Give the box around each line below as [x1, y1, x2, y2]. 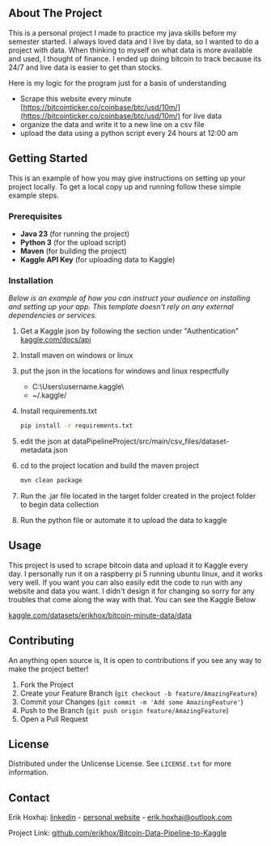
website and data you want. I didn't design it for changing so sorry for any [8, 586, 255, 596]
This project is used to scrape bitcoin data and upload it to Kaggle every [8, 560, 248, 570]
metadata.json [19, 445, 69, 455]
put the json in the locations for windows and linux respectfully [19, 366, 230, 376]
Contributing [8, 634, 74, 648]
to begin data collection [19, 500, 100, 509]
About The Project [8, 6, 103, 20]
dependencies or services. [8, 311, 97, 321]
